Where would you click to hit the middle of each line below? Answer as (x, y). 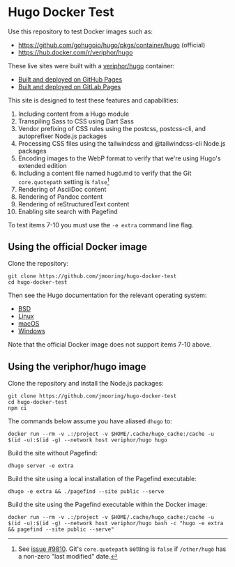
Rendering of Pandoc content (60, 197)
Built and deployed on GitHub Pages (70, 79)
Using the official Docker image (77, 247)
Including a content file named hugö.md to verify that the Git (105, 173)
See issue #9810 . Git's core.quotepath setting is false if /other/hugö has (122, 549)
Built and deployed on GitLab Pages (69, 86)
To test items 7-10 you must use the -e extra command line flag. (101, 225)
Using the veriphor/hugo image (77, 366)
